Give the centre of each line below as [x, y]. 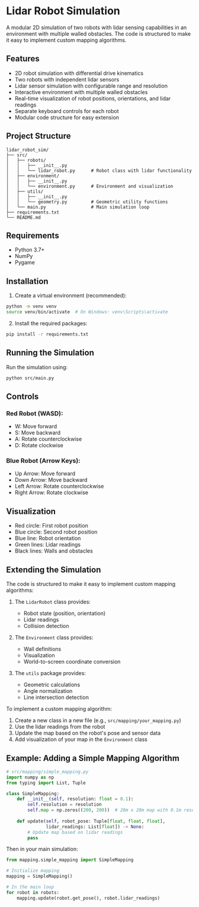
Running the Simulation [50, 353]
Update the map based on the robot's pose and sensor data [88, 733]
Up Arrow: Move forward [45, 473]
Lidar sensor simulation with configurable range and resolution [91, 86]
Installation [27, 281]
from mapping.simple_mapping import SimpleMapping [70, 860]
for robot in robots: [33, 892]
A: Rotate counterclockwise [48, 439]
